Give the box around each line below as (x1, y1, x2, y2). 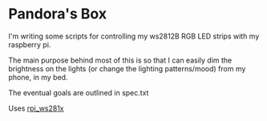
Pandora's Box (8, 5, 107, 23)
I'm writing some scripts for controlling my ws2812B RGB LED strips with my (8, 31, 260, 41)
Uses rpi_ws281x (8, 103, 64, 113)
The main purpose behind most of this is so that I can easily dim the (8, 55, 233, 65)
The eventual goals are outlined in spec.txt (8, 87, 149, 97)
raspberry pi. (8, 39, 51, 49)
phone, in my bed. (8, 72, 68, 82)
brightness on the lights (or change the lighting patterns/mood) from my (8, 63, 246, 73)
